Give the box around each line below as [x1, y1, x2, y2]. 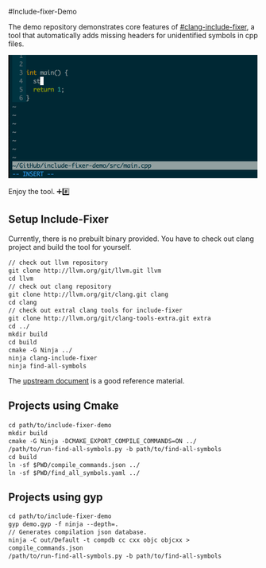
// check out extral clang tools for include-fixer [8, 306, 183, 314]
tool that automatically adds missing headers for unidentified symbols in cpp [8, 31, 258, 40]
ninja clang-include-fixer [8, 354, 98, 362]
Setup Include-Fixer [8, 212, 109, 226]
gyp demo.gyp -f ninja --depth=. [8, 520, 119, 528]
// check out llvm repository [8, 259, 109, 266]
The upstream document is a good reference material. [8, 375, 185, 385]
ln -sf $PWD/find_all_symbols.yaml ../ [8, 469, 141, 477]
